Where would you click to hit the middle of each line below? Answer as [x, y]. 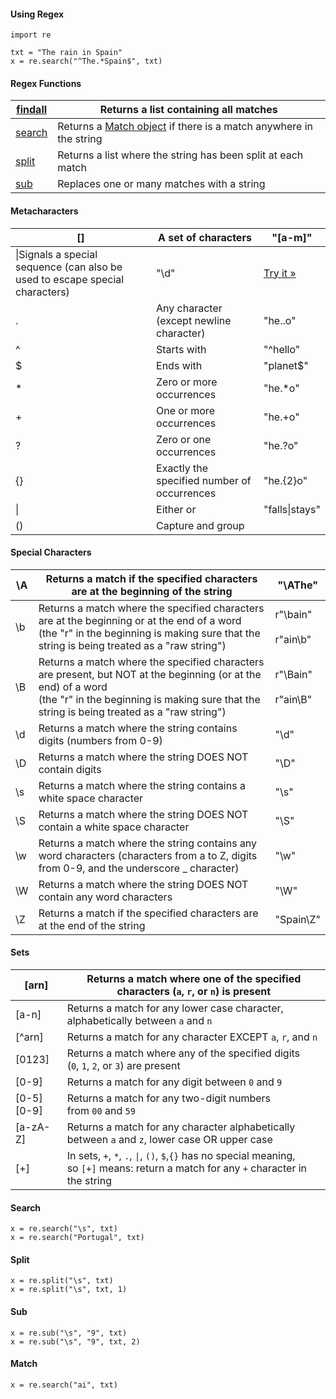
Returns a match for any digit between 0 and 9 [174, 1082]
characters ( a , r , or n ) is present [194, 992]
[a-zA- [33, 1127]
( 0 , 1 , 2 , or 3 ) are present [123, 1066]
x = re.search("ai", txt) [64, 1385]
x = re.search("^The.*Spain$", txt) [86, 61]
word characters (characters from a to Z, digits [148, 855]
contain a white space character [114, 827]
